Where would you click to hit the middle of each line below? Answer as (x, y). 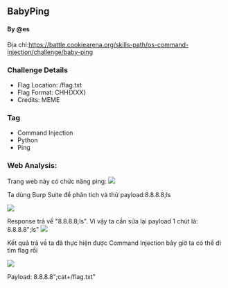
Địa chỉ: (18, 44)
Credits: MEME (38, 99)
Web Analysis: (32, 166)
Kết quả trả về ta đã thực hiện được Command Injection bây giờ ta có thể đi (114, 243)
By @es (18, 29)
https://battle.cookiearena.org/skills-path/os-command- (109, 44)
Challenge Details (37, 70)
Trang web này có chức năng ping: (57, 181)
